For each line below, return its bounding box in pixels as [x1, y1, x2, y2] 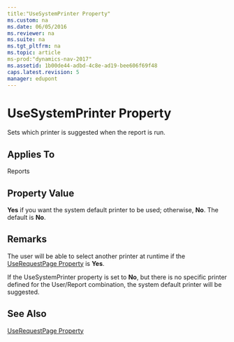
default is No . [7, 213, 46, 221]
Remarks [7, 233, 47, 245]
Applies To [7, 148, 55, 161]
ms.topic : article [7, 50, 61, 57]
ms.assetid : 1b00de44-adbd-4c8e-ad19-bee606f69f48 [7, 62, 158, 69]
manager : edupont [7, 75, 58, 82]
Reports [7, 167, 30, 175]
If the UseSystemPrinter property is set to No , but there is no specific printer [7, 273, 227, 281]
